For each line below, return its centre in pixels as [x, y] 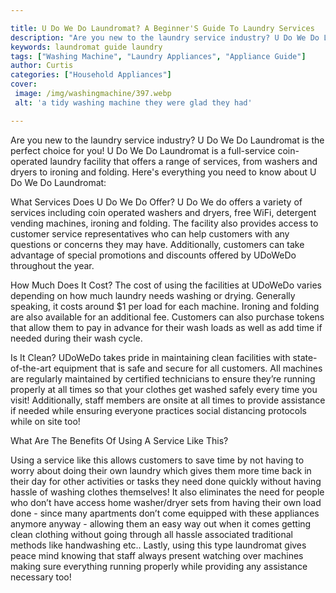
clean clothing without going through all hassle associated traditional [151, 534]
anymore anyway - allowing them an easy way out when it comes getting [161, 523]
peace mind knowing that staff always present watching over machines [157, 555]
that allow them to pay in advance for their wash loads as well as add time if [166, 327]
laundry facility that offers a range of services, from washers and [183, 161]
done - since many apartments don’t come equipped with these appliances [165, 513]
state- [305, 357]
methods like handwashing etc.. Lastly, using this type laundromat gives [158, 545]
